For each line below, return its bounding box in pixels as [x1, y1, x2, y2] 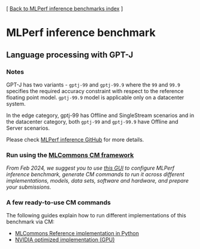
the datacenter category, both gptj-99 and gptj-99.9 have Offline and [6, 118, 178, 125]
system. [6, 100, 26, 107]
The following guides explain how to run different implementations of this [6, 212, 187, 219]
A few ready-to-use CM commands [6, 198, 111, 207]
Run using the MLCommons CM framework [6, 150, 134, 159]
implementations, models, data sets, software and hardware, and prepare [6, 177, 189, 185]
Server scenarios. [6, 124, 50, 131]
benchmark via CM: [6, 218, 55, 226]
